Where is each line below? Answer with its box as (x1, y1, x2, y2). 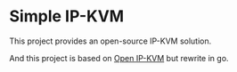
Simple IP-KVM (9, 6, 125, 27)
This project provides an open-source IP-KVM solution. (9, 36, 212, 46)
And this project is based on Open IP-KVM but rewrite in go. (9, 52, 229, 63)
